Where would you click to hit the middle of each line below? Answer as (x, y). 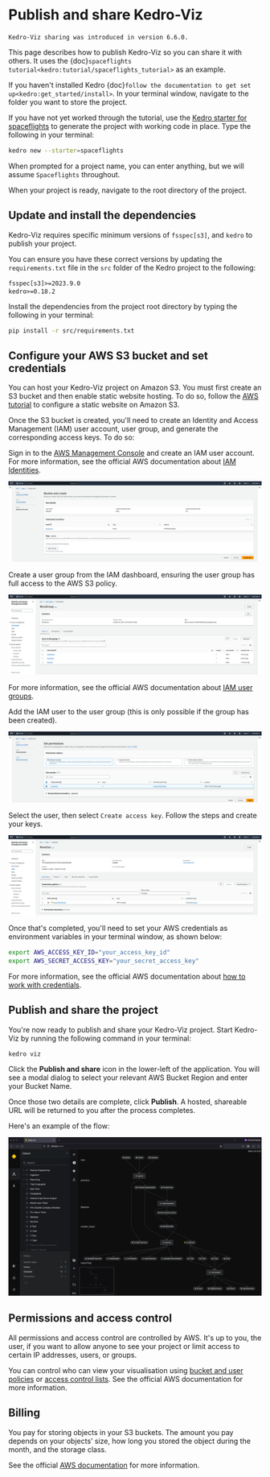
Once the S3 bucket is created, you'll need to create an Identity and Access (133, 420)
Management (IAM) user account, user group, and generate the (113, 429)
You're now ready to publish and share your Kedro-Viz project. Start (121, 1029)
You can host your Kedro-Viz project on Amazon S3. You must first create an (135, 387)
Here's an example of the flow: (59, 1126)
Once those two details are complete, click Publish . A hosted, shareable (128, 1102)
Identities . (25, 470)
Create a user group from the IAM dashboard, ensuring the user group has (132, 575)
